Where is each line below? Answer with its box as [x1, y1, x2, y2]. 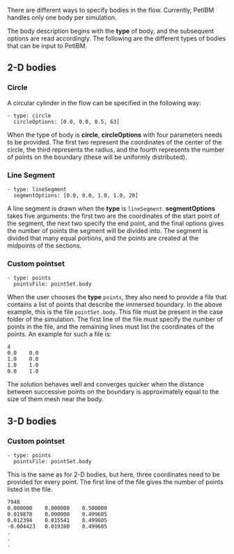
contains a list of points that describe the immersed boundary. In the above [7, 300, 223, 309]
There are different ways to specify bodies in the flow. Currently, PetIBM [7, 6, 214, 14]
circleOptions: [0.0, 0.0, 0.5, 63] [13, 118, 120, 125]
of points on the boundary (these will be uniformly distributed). [7, 153, 187, 161]
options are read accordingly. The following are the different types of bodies [7, 34, 226, 43]
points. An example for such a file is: [7, 330, 111, 338]
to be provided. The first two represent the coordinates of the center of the [7, 137, 222, 146]
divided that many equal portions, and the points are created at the [7, 234, 199, 242]
